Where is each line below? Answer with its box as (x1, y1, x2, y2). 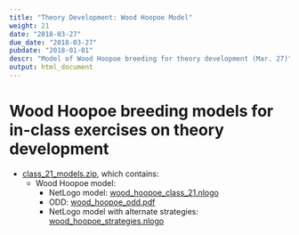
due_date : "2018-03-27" (9, 37, 98, 47)
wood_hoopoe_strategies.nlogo (48, 215, 165, 226)
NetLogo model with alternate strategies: (48, 206, 198, 216)
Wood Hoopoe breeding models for (9, 101, 274, 121)
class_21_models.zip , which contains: (21, 168, 159, 179)
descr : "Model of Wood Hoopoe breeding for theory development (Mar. (9, 54, 273, 63)
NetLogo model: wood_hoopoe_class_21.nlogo (48, 187, 220, 198)
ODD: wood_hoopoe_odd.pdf (48, 197, 156, 207)
